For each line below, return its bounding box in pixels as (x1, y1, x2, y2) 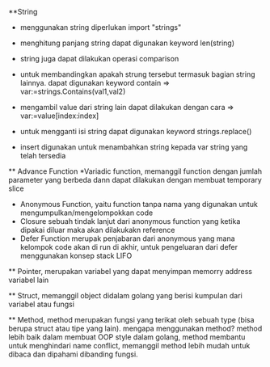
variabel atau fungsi (8, 299, 75, 309)
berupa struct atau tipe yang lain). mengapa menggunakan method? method (8, 323, 263, 333)
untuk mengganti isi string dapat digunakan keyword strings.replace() (19, 127, 252, 136)
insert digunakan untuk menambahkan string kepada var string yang (19, 142, 248, 152)
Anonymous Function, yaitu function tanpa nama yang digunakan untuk (19, 200, 259, 209)
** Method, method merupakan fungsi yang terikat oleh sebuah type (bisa (8, 315, 255, 324)
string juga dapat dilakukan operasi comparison (19, 54, 179, 63)
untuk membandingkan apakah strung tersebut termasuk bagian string (19, 70, 255, 79)
